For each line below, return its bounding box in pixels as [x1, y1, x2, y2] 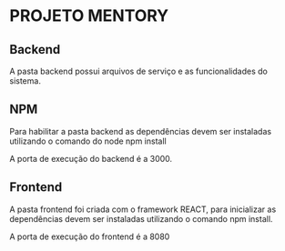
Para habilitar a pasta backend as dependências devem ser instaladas [9, 125, 271, 136]
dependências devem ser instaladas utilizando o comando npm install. [9, 213, 273, 224]
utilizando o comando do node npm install [9, 136, 167, 146]
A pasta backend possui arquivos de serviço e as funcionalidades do [9, 65, 269, 76]
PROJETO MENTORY [9, 5, 169, 26]
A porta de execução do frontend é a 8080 [9, 231, 170, 242]
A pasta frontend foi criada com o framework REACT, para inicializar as [9, 204, 277, 215]
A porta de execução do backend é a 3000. [9, 153, 173, 164]
